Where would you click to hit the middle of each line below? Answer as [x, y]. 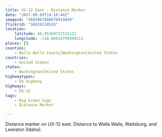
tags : [11, 96]
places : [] [17, 43]
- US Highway [28, 81]
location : [16, 29]
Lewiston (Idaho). [24, 130]
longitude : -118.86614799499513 [49, 39]
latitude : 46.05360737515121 [45, 34]
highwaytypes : [20, 77]
